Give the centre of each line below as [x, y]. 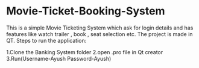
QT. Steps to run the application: [46, 40]
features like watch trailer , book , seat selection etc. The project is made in [99, 34]
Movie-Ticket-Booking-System [86, 11]
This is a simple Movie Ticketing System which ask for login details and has [100, 28]
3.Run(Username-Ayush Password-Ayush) [59, 58]
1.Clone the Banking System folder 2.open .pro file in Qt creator [85, 52]
